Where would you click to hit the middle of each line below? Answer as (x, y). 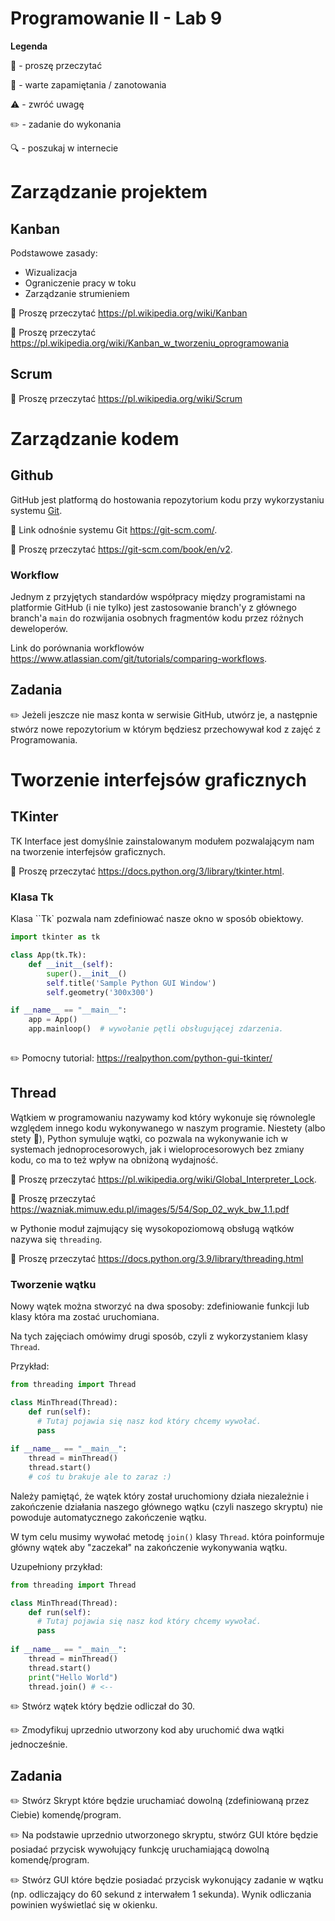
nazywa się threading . (56, 1239)
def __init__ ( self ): (71, 964)
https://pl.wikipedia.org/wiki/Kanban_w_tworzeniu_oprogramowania (150, 343)
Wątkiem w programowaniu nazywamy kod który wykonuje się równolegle (163, 1117)
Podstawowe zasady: (54, 253)
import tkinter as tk (55, 937)
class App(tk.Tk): (48, 955)
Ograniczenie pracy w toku (80, 283)
